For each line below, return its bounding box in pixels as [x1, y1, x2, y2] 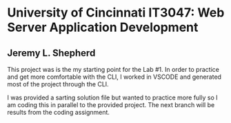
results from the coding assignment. [7, 108, 110, 116]
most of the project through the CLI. [7, 80, 109, 88]
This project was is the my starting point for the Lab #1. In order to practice [7, 66, 219, 73]
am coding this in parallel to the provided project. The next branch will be [7, 101, 215, 108]
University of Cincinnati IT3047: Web [7, 5, 225, 21]
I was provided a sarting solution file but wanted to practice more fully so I [7, 93, 218, 102]
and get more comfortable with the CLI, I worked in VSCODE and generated [7, 73, 222, 81]
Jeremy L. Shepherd [7, 47, 96, 59]
